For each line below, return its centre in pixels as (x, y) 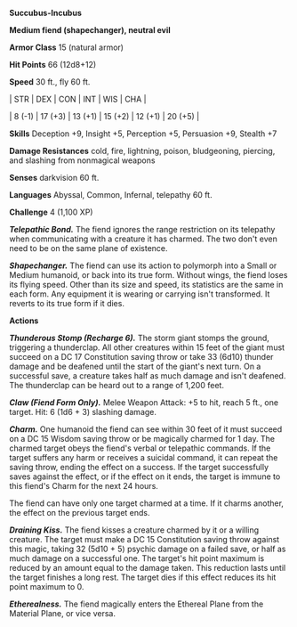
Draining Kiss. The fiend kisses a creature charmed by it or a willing (134, 530)
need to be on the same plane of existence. (88, 248)
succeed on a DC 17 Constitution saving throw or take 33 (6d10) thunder (141, 357)
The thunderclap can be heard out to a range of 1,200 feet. (117, 385)
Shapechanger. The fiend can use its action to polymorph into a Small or (143, 265)
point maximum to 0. (47, 586)
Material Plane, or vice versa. (62, 613)
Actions (24, 321)
